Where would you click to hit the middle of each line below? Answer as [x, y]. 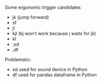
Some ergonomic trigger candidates [43, 7]
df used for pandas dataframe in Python [54, 75]
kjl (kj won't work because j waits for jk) [54, 33]
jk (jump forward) [30, 17]
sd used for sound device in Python [50, 69]
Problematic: [18, 60]
